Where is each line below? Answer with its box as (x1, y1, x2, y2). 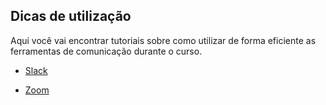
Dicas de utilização (10, 8, 132, 25)
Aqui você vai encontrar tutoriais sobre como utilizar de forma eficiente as (10, 34, 317, 46)
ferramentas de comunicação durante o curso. (10, 45, 203, 57)
